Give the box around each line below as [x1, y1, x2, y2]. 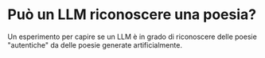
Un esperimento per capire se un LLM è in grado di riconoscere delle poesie [7, 32, 258, 41]
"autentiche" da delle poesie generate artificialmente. [7, 40, 182, 49]
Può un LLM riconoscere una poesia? [7, 6, 256, 24]
